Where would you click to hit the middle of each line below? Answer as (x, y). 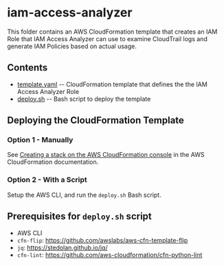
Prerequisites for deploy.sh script (80, 216)
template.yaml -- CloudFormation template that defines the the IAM (112, 84)
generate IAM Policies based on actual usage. (72, 46)
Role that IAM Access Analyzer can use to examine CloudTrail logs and (107, 38)
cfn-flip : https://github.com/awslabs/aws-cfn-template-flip (102, 240)
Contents (27, 68)
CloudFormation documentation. (53, 162)
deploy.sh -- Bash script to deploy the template (84, 99)
